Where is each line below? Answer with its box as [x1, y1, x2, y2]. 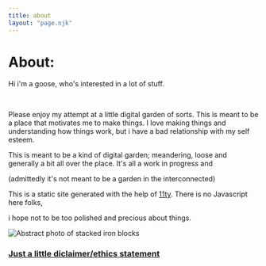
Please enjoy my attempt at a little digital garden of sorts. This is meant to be [8, 110, 259, 120]
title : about [8, 11, 52, 20]
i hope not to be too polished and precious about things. [8, 213, 192, 222]
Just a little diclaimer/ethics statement [8, 249, 160, 260]
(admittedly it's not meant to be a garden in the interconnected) [8, 174, 216, 184]
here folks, [8, 198, 44, 207]
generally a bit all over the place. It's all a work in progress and [8, 159, 213, 169]
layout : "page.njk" [8, 19, 73, 27]
